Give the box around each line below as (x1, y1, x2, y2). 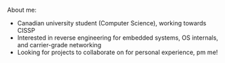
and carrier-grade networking (17, 41, 102, 49)
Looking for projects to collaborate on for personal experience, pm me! (17, 48, 218, 56)
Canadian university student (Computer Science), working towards (17, 19, 206, 27)
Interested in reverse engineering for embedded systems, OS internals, (17, 34, 219, 42)
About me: (7, 6, 36, 14)
